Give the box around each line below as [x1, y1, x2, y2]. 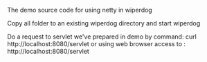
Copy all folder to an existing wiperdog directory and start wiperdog [7, 19, 201, 27]
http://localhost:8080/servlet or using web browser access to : [7, 40, 186, 48]
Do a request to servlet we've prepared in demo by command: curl [7, 32, 197, 41]
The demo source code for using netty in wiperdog [7, 6, 152, 14]
